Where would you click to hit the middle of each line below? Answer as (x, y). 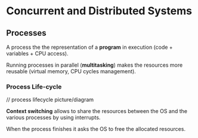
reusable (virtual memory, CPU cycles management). (71, 71)
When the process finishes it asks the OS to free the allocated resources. (96, 129)
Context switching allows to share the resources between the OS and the (97, 111)
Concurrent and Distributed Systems (99, 11)
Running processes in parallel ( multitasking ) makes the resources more (95, 65)
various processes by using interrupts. (53, 118)
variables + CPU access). (37, 54)
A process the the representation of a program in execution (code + (89, 47)
